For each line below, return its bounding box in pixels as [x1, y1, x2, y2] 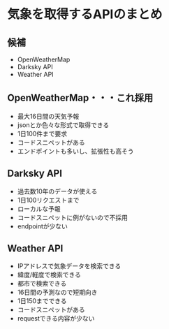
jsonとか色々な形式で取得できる [17, 120, 110, 129]
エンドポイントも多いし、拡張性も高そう [17, 147, 134, 155]
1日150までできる [17, 297, 68, 305]
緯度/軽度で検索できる [17, 270, 82, 279]
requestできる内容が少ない [17, 314, 95, 323]
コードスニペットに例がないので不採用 [17, 213, 128, 221]
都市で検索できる [17, 279, 67, 288]
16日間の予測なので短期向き [17, 288, 98, 297]
